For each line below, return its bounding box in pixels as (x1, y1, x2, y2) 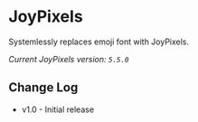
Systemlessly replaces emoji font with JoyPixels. (8, 36, 190, 47)
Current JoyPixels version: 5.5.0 (8, 53, 129, 64)
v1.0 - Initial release (21, 104, 95, 115)
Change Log (8, 80, 79, 96)
